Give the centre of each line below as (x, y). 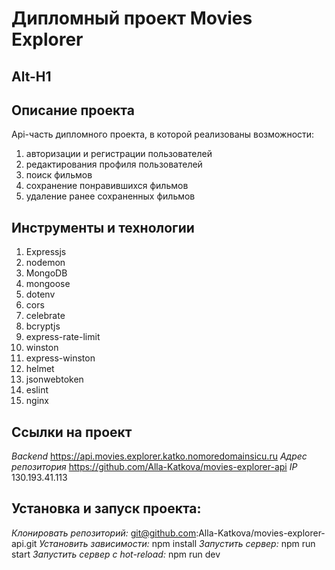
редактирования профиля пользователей (114, 164)
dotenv (40, 294)
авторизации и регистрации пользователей (119, 154)
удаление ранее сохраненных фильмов (110, 196)
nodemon (45, 263)
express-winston (60, 358)
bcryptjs (43, 326)
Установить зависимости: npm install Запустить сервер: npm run (177, 543)
